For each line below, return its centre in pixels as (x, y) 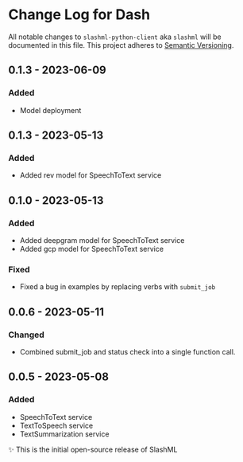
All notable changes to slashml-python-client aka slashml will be (115, 37)
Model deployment (50, 110)
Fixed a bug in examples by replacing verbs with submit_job (118, 287)
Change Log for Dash (79, 15)
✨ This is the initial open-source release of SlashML (93, 449)
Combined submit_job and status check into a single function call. (127, 351)
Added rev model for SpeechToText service (91, 175)
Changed (27, 335)
